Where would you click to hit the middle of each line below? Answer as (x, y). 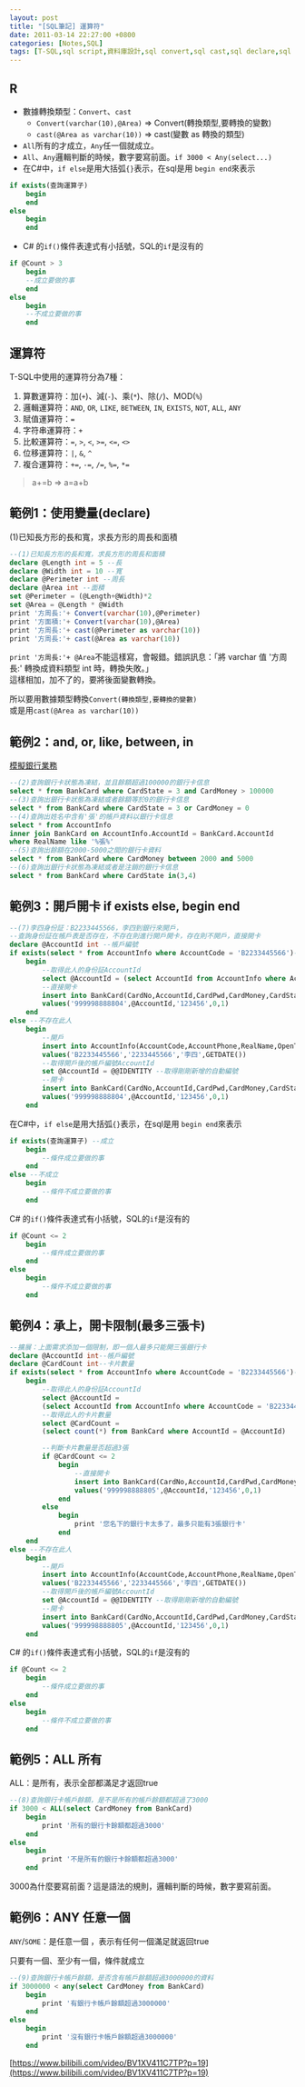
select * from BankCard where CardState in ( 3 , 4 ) (103, 875)
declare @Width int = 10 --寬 (66, 571)
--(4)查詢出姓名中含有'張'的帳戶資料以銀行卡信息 (91, 816)
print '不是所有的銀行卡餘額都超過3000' (110, 1860)
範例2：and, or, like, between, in (102, 742)
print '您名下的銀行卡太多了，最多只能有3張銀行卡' (160, 1524)
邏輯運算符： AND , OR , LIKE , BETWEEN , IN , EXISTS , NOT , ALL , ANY (132, 407)
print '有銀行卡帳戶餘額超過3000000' (106, 2003)
